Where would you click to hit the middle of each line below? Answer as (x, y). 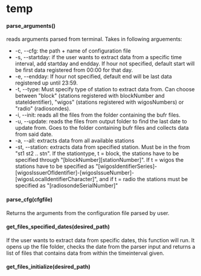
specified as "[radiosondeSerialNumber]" (66, 185)
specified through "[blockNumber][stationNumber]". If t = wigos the (99, 160)
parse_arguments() (31, 25)
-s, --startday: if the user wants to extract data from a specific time (98, 57)
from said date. (34, 134)
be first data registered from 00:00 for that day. (74, 70)
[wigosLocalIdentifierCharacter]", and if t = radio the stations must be (101, 179)
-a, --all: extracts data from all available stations (75, 141)
